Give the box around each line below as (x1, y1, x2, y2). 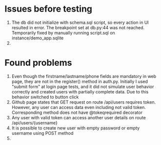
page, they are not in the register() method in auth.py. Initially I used (11, 78, 148, 84)
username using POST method (11, 130, 74, 136)
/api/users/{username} (11, 120, 58, 126)
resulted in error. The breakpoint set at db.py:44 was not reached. (11, 24, 145, 30)
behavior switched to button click (11, 94, 79, 100)
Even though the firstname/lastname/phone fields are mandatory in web (11, 73, 157, 79)
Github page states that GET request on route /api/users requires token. (11, 99, 156, 105)
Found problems (4, 57, 72, 69)
